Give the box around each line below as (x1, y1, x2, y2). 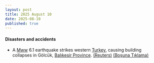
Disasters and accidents (5, 36, 56, 42)
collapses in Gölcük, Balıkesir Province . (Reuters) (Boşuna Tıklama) (12, 52, 149, 58)
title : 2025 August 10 (5, 12, 52, 17)
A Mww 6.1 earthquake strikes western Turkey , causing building (12, 47, 142, 53)
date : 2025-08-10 (5, 16, 41, 21)
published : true (5, 21, 38, 26)
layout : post (5, 7, 32, 12)
